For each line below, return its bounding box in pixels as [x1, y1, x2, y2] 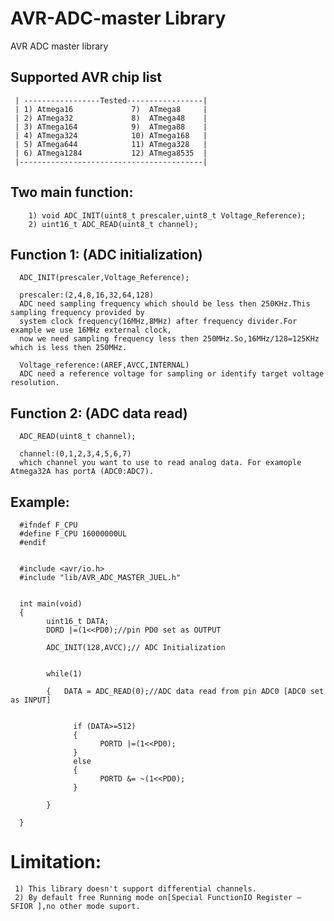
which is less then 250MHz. [10, 343, 128, 353]
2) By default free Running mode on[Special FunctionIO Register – [14, 892, 302, 902]
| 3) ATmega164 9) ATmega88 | [14, 122, 208, 132]
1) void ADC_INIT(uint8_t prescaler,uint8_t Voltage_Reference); [28, 210, 307, 221]
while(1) [46, 669, 83, 679]
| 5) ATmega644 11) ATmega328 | [14, 139, 208, 149]
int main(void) [19, 599, 83, 609]
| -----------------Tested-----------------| [14, 95, 208, 106]
